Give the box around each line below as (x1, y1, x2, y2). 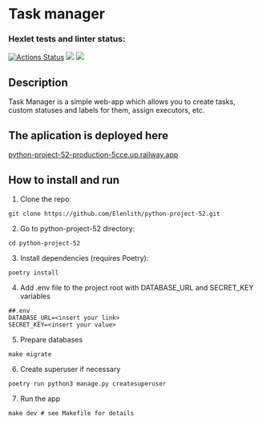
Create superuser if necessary (19, 364, 121, 374)
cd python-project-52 (8, 239, 81, 247)
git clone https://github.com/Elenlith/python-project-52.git (8, 210, 220, 218)
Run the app (19, 394, 61, 403)
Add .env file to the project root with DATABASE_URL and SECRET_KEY (19, 282, 254, 292)
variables (19, 291, 50, 301)
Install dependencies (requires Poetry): (19, 253, 149, 262)
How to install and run (8, 173, 120, 186)
